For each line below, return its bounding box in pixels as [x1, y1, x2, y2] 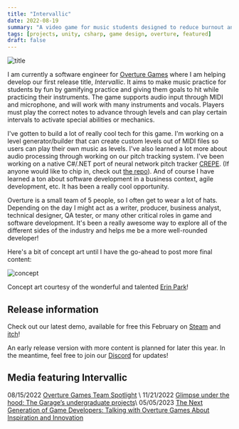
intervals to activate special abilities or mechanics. [7, 115, 155, 125]
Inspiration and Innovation [7, 413, 84, 422]
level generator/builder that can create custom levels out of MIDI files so [7, 137, 219, 146]
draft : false [7, 37, 46, 44]
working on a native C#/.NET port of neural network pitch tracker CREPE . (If [7, 159, 230, 168]
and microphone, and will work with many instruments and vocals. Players [7, 100, 225, 109]
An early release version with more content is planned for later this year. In [7, 343, 225, 352]
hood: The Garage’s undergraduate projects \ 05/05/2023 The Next [7, 398, 203, 406]
